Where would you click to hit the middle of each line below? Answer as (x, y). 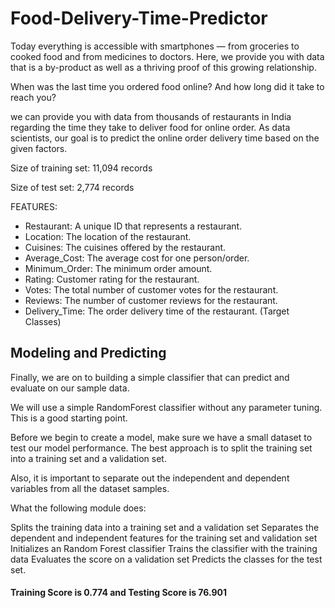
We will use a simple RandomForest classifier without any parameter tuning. (166, 407)
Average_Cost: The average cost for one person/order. (137, 258)
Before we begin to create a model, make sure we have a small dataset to (161, 437)
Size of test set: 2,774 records (72, 187)
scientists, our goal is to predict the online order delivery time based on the (165, 138)
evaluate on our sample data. (70, 388)
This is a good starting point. (69, 418)
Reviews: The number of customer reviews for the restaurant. (151, 300)
